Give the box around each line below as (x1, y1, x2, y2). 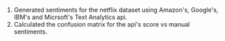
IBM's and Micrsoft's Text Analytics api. (13, 13, 128, 21)
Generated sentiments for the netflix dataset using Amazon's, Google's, (13, 6, 219, 14)
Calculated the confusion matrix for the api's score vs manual (13, 20, 190, 28)
